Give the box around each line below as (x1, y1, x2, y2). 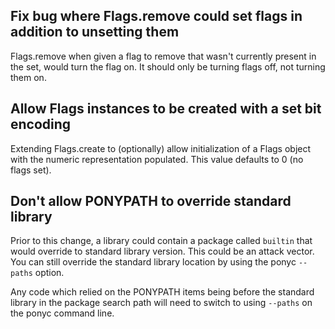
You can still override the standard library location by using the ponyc (10, 256, 297, 268)
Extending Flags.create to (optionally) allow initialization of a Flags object (10, 142, 312, 154)
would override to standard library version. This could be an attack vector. (10, 245, 315, 258)
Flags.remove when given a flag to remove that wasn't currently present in (10, 50, 317, 62)
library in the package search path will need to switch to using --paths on (10, 297, 313, 309)
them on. (10, 71, 47, 83)
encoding (10, 116, 72, 133)
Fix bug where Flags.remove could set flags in (10, 8, 303, 25)
